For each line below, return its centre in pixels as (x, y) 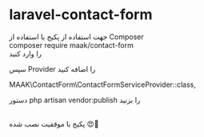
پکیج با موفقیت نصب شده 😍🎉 (54, 123)
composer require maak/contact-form (72, 45)
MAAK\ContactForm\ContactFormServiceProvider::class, (103, 84)
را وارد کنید (26, 53)
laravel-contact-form (81, 15)
